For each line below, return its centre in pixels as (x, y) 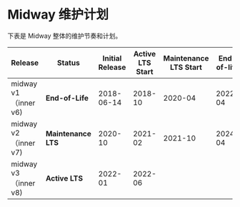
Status (68, 63)
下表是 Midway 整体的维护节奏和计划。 (65, 36)
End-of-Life (67, 98)
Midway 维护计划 (58, 15)
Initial (112, 58)
